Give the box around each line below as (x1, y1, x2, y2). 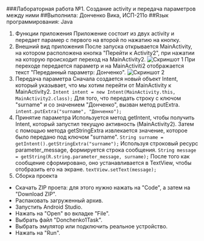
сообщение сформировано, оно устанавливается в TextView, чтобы (15, 159, 192, 166)
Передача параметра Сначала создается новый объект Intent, (15, 75, 178, 82)
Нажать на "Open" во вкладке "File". (15, 210, 110, 217)
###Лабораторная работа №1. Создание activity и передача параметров (6, 5, 196, 12)
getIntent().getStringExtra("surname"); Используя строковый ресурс (15, 140, 199, 147)
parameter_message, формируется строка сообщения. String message (15, 146, 197, 153)
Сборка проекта (15, 172, 58, 179)
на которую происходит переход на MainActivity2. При (15, 56, 195, 63)
